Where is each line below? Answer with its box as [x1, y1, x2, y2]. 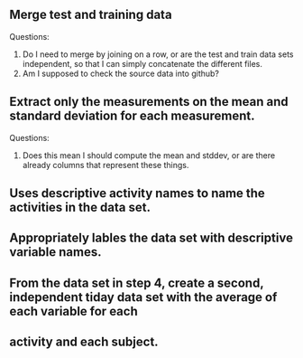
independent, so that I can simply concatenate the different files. [22, 58, 263, 69]
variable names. [9, 244, 102, 260]
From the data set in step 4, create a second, [9, 275, 264, 290]
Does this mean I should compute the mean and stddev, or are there [22, 149, 276, 161]
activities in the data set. [9, 200, 151, 215]
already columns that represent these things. [22, 159, 189, 170]
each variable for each [9, 303, 138, 319]
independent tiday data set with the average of [9, 289, 278, 305]
